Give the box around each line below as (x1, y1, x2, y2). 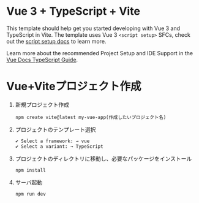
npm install (15, 167, 46, 173)
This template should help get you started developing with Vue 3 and (6, 25, 181, 32)
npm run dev (15, 191, 46, 197)
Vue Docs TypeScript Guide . (6, 56, 78, 63)
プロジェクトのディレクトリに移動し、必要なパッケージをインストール (15, 155, 192, 162)
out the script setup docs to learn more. (6, 37, 107, 45)
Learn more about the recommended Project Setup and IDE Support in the (6, 49, 193, 56)
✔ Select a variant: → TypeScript (15, 143, 103, 150)
